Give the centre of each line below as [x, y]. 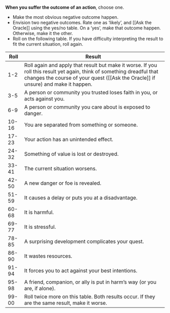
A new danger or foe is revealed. [63, 183]
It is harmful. [39, 212]
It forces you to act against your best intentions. [81, 271]
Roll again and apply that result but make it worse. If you [91, 65]
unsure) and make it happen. [58, 84]
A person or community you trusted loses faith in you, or [91, 92]
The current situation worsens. [61, 168]
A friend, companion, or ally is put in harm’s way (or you [91, 282]
